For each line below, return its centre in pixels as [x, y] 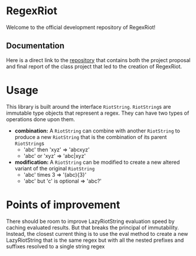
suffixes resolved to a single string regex [55, 246]
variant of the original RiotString [55, 168]
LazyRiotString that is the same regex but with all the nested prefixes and [95, 240]
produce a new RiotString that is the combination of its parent [91, 137]
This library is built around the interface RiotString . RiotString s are [89, 106]
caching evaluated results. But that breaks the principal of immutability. [92, 227]
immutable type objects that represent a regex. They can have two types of [98, 113]
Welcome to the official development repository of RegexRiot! [81, 27]
